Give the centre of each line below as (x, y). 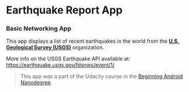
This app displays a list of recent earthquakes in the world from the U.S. (93, 41)
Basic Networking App (39, 29)
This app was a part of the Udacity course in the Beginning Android (102, 76)
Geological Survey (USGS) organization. (55, 47)
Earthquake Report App (64, 10)
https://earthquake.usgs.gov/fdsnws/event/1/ (60, 65)
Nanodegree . (36, 83)
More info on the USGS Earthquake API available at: (68, 59)
